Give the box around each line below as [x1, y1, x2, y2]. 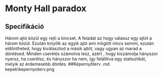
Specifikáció [5, 22, 44, 31]
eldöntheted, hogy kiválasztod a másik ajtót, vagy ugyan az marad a [5, 46, 142, 51]
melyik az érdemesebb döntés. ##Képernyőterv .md [5, 61, 110, 67]
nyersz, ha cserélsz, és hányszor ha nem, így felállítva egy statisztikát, [5, 56, 146, 61]
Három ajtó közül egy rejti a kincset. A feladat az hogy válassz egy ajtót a [5, 35, 152, 41]
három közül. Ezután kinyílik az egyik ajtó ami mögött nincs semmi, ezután [5, 40, 154, 46]
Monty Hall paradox [5, 3, 86, 14]
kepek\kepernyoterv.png [5, 66, 55, 72]
